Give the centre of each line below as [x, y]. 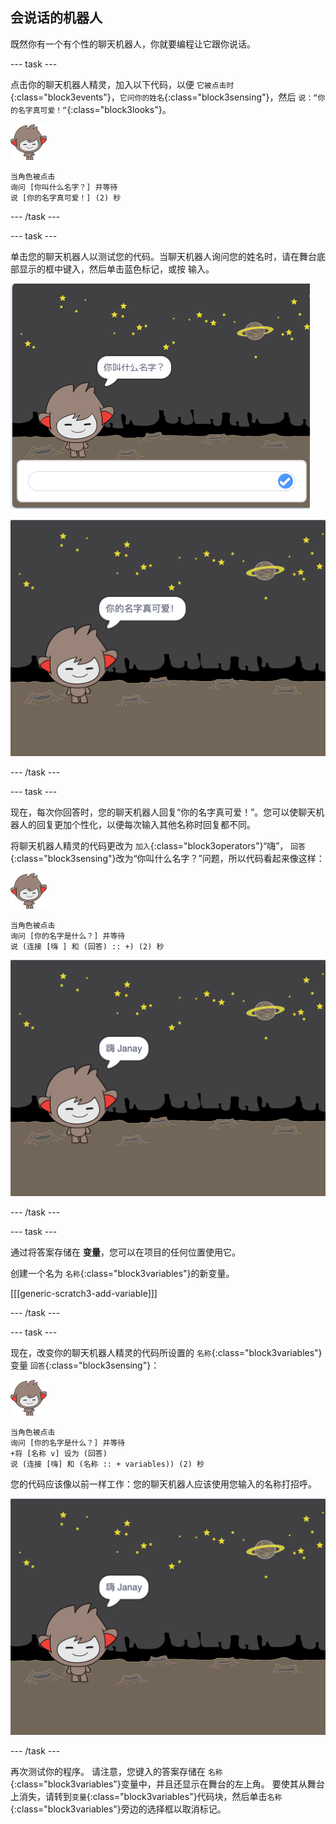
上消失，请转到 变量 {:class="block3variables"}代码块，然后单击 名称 [146, 1796]
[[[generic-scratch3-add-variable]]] [84, 1293]
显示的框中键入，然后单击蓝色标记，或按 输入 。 [116, 269]
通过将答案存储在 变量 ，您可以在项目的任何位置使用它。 [125, 1252]
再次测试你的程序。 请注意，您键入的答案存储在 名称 [116, 1771]
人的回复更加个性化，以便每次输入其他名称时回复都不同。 [137, 824]
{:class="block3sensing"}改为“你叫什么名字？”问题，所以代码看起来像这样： [167, 858]
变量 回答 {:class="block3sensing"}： [85, 1365]
